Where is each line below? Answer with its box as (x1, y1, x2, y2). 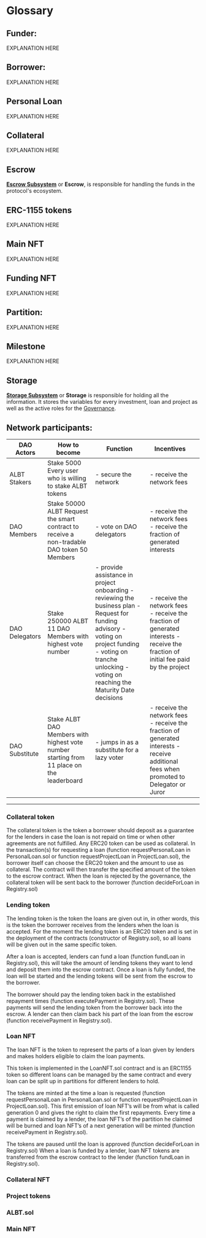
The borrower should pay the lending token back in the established (6, 991, 176, 998)
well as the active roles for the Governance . (6, 404, 116, 412)
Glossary (6, 4, 54, 18)
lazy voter (94, 753, 124, 762)
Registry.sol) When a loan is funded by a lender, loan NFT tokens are (6, 1147, 180, 1154)
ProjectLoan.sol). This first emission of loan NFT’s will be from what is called (6, 1102, 199, 1110)
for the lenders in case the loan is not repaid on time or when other (6, 833, 175, 841)
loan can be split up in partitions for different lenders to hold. (6, 1077, 160, 1085)
